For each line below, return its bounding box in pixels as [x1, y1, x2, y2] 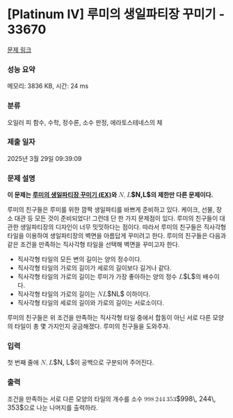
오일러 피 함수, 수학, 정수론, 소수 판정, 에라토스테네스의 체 [7, 118, 163, 126]
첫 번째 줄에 [7, 358, 40, 366]
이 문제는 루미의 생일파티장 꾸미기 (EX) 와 [7, 191, 118, 199]
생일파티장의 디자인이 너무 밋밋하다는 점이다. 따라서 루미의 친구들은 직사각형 [19, 223, 227, 231]
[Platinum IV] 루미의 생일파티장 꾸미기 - [7, 6, 225, 22]
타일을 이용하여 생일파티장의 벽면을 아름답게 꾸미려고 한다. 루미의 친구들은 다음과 [7, 231, 227, 240]
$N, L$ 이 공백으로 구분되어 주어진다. [53, 358, 154, 367]
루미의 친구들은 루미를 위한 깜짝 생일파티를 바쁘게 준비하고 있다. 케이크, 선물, [7, 206, 215, 214]
